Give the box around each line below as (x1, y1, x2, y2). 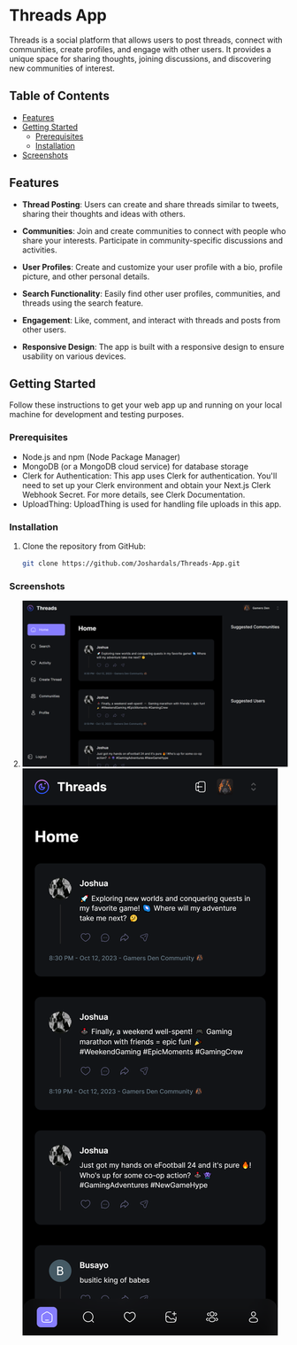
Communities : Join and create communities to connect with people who (21, 225, 286, 236)
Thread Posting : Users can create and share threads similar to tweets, (21, 198, 279, 209)
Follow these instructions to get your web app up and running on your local (9, 400, 283, 410)
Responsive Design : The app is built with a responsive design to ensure (21, 341, 285, 352)
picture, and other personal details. (21, 271, 150, 282)
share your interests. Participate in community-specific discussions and (21, 235, 283, 245)
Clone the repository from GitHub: (21, 540, 146, 551)
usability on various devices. (21, 351, 126, 362)
